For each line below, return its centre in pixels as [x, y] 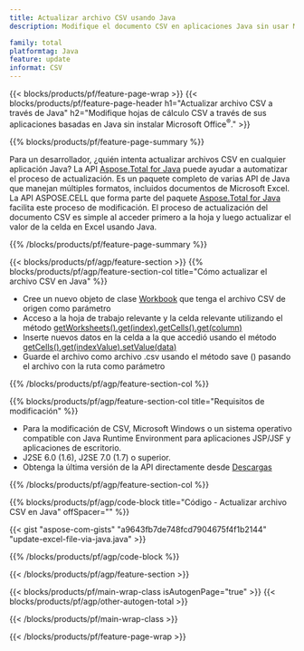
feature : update [40, 60]
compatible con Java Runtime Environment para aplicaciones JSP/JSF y [157, 438]
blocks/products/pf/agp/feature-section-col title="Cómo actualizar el [138, 271]
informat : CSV [36, 68]
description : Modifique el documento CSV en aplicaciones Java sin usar [149, 26]
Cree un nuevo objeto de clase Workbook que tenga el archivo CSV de [154, 298]
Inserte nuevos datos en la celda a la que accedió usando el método [149, 337]
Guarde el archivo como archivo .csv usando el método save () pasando [157, 356]
